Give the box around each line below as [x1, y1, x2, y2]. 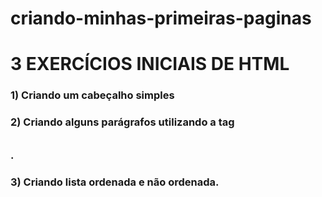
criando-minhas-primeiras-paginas [10, 7, 312, 30]
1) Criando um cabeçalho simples [10, 88, 175, 102]
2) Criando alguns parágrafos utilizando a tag [10, 115, 235, 129]
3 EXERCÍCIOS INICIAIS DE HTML [10, 53, 290, 76]
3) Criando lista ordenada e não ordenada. [10, 175, 220, 189]
